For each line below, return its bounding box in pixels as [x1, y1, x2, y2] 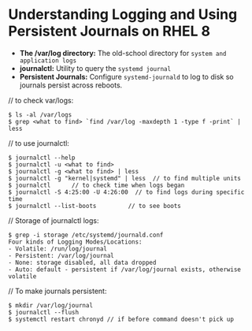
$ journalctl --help [8, 154, 76, 162]
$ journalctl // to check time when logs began [8, 181, 185, 189]
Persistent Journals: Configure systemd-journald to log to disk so [19, 72, 234, 81]
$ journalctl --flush [8, 308, 80, 316]
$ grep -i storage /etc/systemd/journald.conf [8, 231, 164, 239]
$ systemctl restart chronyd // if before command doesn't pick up [8, 315, 235, 323]
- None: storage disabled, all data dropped [8, 258, 157, 266]
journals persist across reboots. [19, 80, 123, 90]
